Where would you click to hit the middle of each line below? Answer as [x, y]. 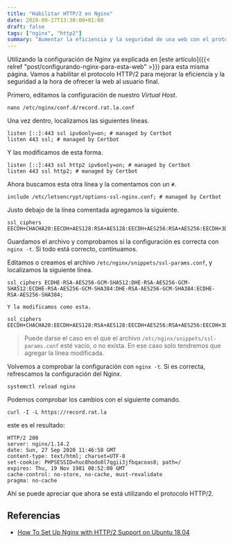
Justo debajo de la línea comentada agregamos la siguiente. [93, 210]
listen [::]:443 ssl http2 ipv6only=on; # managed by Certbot [99, 165]
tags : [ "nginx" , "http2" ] [44, 33]
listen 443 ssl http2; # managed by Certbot [72, 171]
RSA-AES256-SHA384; [35, 295]
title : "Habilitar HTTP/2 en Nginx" [60, 14]
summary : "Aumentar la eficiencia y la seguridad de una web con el [108, 40]
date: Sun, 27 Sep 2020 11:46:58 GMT [62, 450]
